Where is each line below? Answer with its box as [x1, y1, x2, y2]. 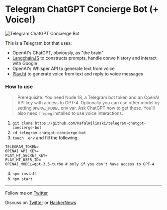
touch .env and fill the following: [12, 135, 79, 141]
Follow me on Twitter [5, 190, 48, 196]
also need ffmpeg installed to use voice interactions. [17, 110, 123, 116]
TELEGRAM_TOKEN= [5, 144, 39, 149]
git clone [12, 121, 33, 126]
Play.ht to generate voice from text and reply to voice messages [12, 70, 143, 76]
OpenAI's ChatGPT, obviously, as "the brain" [12, 50, 104, 56]
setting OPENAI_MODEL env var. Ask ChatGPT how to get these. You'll [17, 105, 155, 111]
